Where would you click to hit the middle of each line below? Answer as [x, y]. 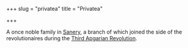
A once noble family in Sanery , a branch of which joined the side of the [94, 32]
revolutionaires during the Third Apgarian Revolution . [72, 38]
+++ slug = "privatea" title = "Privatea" [55, 9]
